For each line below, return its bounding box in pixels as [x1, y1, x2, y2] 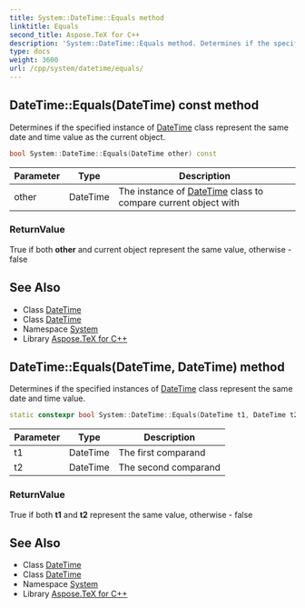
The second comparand [118, 461, 221, 473]
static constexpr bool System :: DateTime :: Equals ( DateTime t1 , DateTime [9, 411, 286, 420]
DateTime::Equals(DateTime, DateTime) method [9, 360, 285, 375]
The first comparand [118, 446, 206, 459]
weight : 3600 [9, 55, 59, 65]
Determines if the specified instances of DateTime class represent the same [9, 384, 293, 394]
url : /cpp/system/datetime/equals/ [9, 65, 144, 74]
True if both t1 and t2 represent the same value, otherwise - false [9, 509, 253, 520]
